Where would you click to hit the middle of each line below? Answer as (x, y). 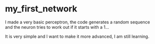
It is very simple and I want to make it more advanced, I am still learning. (77, 36)
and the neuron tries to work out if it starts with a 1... (57, 27)
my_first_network (41, 9)
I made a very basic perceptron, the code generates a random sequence (78, 22)
